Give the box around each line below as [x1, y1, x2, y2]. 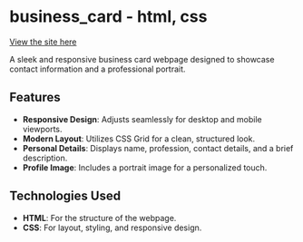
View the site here [9, 36, 77, 47]
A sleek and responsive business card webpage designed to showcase [9, 53, 275, 64]
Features [9, 90, 61, 105]
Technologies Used [9, 189, 121, 204]
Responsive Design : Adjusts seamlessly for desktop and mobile [22, 113, 263, 124]
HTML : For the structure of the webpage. [22, 212, 177, 223]
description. [22, 152, 68, 163]
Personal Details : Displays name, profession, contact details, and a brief [22, 142, 294, 153]
